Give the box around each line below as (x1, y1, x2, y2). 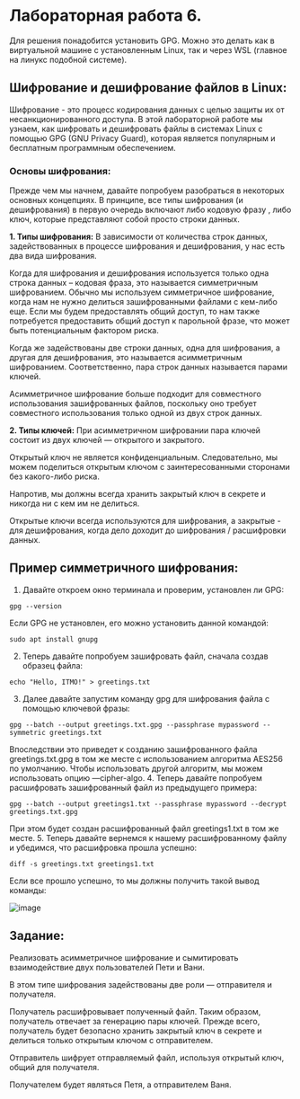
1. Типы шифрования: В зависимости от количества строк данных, (9, 231, 268, 243)
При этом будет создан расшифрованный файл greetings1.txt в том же (9, 823, 280, 834)
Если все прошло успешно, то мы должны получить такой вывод (9, 875, 260, 886)
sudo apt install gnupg (9, 634, 99, 643)
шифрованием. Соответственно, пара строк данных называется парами (9, 361, 287, 373)
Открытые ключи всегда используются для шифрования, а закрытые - (9, 516, 281, 527)
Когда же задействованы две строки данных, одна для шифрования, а (9, 342, 281, 353)
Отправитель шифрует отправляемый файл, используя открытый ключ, (9, 1052, 285, 1063)
